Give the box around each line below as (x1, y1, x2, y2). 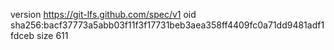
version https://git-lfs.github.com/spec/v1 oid (10, 9, 197, 20)
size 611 (36, 30, 69, 41)
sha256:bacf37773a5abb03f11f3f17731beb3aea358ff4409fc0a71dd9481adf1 (10, 19, 325, 31)
